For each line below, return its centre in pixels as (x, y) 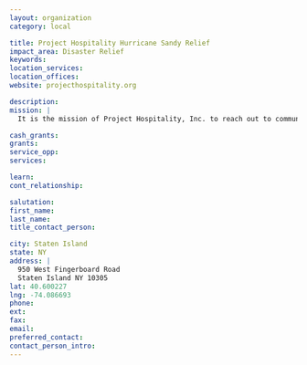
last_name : (30, 219)
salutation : (32, 202)
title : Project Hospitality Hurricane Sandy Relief (110, 43)
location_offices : (44, 77)
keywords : (28, 60)
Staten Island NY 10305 (63, 278)
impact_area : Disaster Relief (67, 51)
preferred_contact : (47, 337)
